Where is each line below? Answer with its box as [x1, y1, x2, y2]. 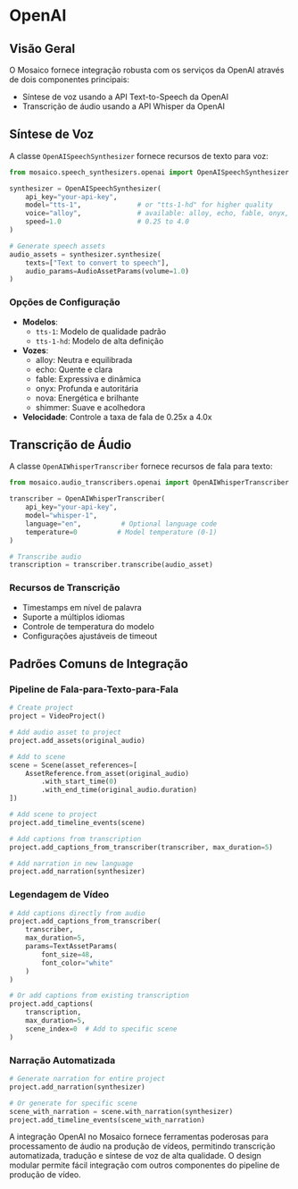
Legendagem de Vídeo [9, 889, 110, 901]
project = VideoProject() [9, 712, 105, 721]
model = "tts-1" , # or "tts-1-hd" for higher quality [25, 200, 274, 210]
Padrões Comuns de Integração [9, 656, 189, 671]
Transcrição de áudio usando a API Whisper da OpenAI [21, 101, 226, 112]
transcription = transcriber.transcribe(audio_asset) [9, 561, 214, 569]
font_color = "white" [41, 958, 114, 967]
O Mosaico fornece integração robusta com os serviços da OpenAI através [9, 64, 285, 75]
